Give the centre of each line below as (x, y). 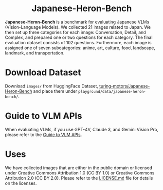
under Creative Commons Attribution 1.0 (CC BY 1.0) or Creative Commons (80, 173)
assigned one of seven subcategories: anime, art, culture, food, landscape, (80, 48)
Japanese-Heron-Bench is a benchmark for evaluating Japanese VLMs (77, 22)
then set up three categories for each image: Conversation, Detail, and (75, 32)
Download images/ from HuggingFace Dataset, (52, 86)
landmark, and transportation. (35, 53)
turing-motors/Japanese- (124, 86)
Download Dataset (43, 73)
